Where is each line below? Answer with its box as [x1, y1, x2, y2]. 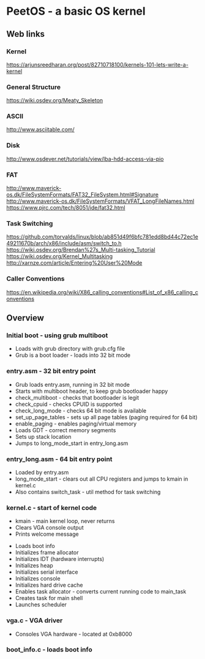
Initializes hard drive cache [15, 581, 84, 589]
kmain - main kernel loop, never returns [15, 517, 115, 525]
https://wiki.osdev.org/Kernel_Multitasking [6, 253, 113, 260]
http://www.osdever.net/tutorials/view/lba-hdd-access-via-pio [6, 155, 164, 162]
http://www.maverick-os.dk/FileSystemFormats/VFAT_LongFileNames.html [6, 197, 195, 205]
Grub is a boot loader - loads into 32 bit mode [15, 351, 130, 359]
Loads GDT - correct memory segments [15, 426, 116, 433]
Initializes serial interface [15, 568, 78, 576]
